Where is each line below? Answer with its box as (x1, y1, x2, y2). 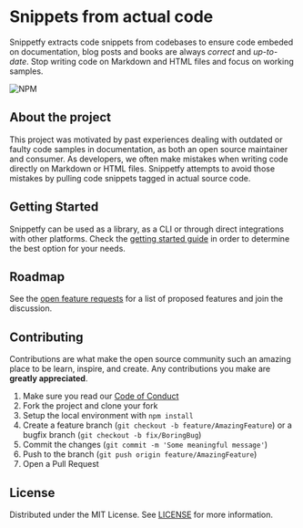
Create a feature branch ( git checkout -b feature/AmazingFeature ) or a (22, 419, 293, 430)
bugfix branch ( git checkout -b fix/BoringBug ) (22, 430, 202, 440)
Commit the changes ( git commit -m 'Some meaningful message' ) (22, 440, 268, 450)
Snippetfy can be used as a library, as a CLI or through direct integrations (9, 223, 285, 234)
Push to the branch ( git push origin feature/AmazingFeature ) (22, 449, 258, 460)
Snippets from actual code (9, 6, 214, 27)
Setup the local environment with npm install (22, 410, 194, 421)
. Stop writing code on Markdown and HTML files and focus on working (25, 56, 294, 67)
